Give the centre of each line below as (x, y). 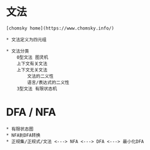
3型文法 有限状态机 (37, 89)
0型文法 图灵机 (33, 57)
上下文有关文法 (32, 63)
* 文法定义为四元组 (26, 40)
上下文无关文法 (32, 70)
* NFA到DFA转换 (23, 135)
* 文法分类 (18, 51)
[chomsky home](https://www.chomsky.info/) (60, 28)
